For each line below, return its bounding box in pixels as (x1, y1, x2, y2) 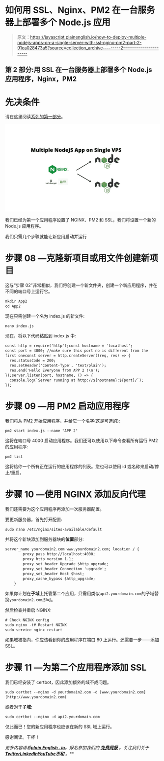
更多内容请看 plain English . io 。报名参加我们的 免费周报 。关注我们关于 (5, 745, 149, 750)
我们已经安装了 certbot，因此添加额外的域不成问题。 (5, 679, 111, 685)
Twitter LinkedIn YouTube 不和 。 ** (5, 751, 75, 757)
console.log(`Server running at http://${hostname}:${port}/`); (9, 378, 144, 383)
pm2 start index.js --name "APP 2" (5, 429, 78, 434)
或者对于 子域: (5, 704, 33, 710)
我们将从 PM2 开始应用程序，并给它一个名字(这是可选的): (5, 418, 120, 424)
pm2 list (5, 454, 23, 459)
